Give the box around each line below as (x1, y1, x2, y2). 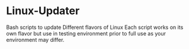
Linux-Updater (6, 4, 80, 18)
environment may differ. (6, 36, 65, 43)
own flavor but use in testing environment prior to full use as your (6, 30, 166, 37)
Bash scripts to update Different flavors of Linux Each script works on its (6, 24, 184, 31)
